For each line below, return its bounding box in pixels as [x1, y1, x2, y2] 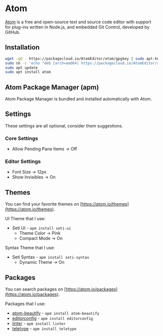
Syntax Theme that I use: [5, 245, 55, 251]
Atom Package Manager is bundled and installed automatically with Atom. [5, 96, 152, 102]
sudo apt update [5, 65, 38, 70]
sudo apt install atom [5, 70, 51, 75]
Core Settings [5, 135, 38, 142]
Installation [5, 43, 40, 51]
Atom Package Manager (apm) [5, 83, 99, 91]
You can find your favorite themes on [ [5, 201, 82, 207]
